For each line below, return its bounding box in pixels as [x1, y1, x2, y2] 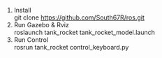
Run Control [13, 36, 49, 44]
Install [13, 6, 31, 14]
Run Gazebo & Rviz [13, 21, 70, 29]
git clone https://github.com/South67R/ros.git [13, 13, 145, 22]
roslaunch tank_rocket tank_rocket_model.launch [13, 28, 156, 36]
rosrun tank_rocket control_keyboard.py [13, 43, 129, 51]
